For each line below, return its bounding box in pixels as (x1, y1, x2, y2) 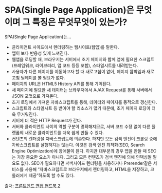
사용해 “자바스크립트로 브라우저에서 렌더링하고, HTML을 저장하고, (24, 166, 149, 172)
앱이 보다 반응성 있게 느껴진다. (11, 50, 69, 56)
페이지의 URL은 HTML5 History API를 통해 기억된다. (11, 81, 112, 86)
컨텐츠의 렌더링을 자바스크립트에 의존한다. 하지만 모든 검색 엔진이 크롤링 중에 (11, 135, 158, 142)
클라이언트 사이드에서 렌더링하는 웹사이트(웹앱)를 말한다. (11, 44, 119, 50)
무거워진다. (17, 111, 38, 117)
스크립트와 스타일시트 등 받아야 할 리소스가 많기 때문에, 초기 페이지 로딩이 (11, 105, 151, 111)
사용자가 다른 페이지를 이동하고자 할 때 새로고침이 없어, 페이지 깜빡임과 (11, 68, 145, 74)
